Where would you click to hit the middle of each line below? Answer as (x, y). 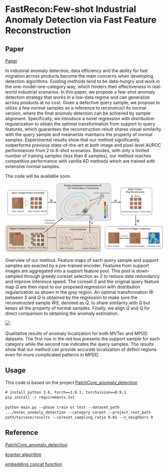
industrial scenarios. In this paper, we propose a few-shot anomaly (86, 92)
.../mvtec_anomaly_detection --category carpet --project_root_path (78, 412)
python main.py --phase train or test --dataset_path (62, 407)
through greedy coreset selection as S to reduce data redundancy (92, 276)
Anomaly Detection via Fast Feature (81, 20)
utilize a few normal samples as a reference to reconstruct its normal (76, 108)
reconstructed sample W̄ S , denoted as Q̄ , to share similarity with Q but (78, 303)
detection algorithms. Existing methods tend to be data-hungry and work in (82, 81)
